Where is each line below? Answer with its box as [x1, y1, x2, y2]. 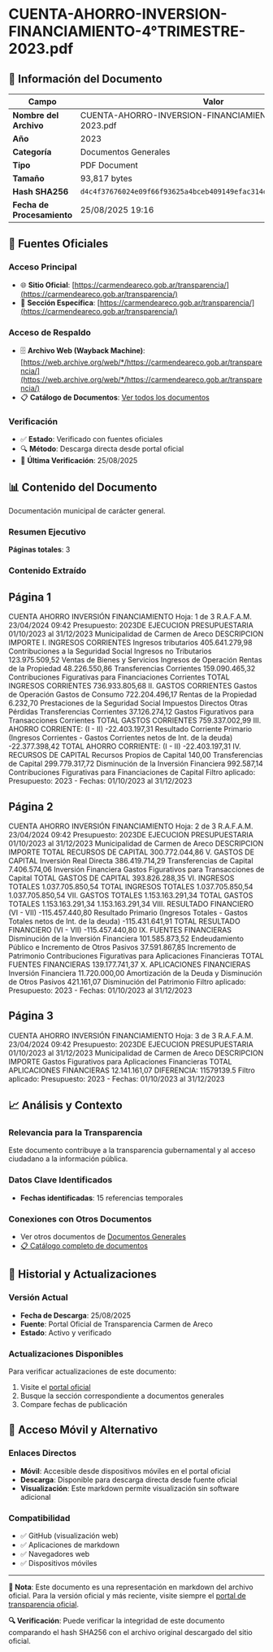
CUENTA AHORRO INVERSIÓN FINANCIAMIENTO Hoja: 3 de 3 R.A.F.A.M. [8, 1030, 253, 1040]
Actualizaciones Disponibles [8, 1348, 123, 1359]
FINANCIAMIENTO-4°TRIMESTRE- [8, 22, 246, 41]
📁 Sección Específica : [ [19, 298, 100, 308]
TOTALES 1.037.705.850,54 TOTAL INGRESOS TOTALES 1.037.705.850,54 [8, 881, 253, 891]
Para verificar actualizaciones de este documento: [8, 1366, 177, 1376]
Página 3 [8, 1009, 54, 1023]
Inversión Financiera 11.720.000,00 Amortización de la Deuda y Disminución [8, 968, 262, 977]
